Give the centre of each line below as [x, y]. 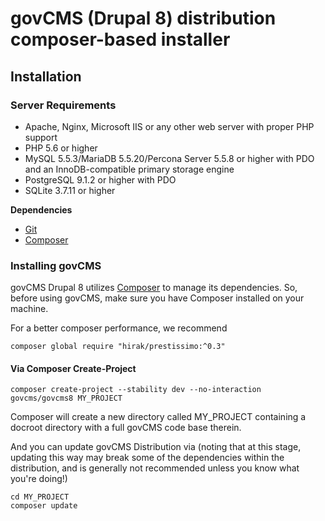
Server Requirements [63, 105]
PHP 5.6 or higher [61, 148]
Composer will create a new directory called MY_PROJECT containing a [158, 417]
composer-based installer [120, 39]
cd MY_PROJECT [40, 497]
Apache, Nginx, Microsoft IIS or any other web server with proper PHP [169, 126]
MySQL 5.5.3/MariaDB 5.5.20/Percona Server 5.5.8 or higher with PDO [169, 158]
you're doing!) [39, 479]
